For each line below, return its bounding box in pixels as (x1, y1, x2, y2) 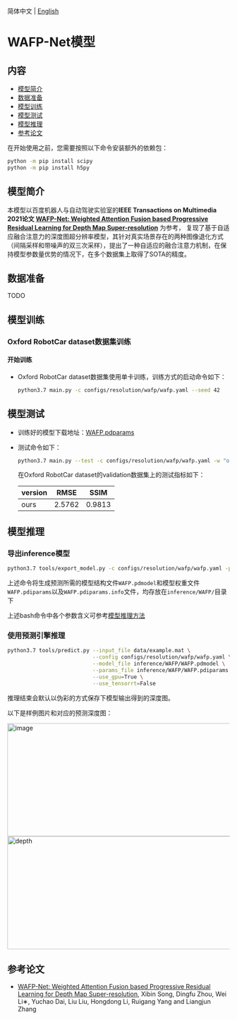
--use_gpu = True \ (92, 673, 143, 680)
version (20, 488, 48, 498)
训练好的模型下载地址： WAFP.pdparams (17, 428, 135, 436)
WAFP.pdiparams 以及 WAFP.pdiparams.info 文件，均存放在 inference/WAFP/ (7, 587, 215, 596)
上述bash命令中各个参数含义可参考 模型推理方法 (7, 611, 146, 620)
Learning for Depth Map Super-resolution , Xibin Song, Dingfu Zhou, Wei (17, 990, 227, 998)
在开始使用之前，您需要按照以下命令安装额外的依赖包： (7, 144, 168, 152)
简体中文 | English (7, 7, 59, 15)
